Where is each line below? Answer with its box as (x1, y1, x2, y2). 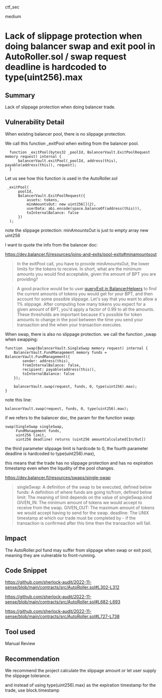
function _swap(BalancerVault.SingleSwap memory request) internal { (5, 346, 148, 350)
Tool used (5, 628, 35, 636)
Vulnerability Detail (5, 118, 64, 126)
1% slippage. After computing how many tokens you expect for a (16, 301, 146, 307)
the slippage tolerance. (5, 673, 51, 679)
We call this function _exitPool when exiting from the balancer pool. (5, 140, 139, 146)
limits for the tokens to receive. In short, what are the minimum (16, 266, 142, 272)
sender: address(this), (22, 358, 70, 364)
